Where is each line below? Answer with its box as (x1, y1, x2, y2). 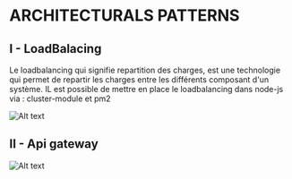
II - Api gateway (9, 136, 99, 152)
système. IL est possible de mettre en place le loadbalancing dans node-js (9, 84, 284, 94)
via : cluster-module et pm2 (9, 93, 111, 104)
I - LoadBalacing (9, 41, 102, 56)
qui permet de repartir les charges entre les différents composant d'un (9, 74, 270, 85)
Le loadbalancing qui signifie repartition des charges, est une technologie (9, 64, 280, 75)
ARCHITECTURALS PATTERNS (9, 5, 240, 26)
